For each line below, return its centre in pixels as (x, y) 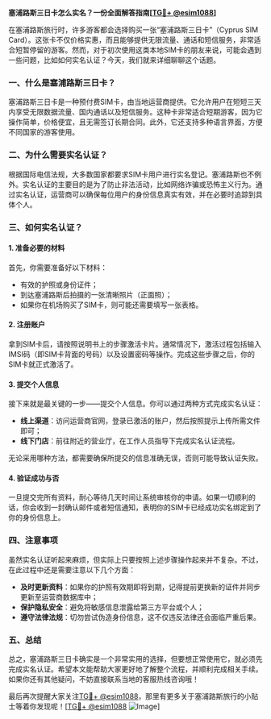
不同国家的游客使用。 (44, 132)
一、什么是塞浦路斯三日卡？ (62, 82)
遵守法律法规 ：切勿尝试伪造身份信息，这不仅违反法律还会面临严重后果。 (140, 617)
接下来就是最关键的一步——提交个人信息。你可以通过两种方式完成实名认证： (135, 404)
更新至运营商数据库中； (59, 596)
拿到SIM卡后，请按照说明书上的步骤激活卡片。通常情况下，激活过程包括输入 (135, 344)
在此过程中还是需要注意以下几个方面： (72, 569)
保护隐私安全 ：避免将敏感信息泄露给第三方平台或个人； (112, 607)
